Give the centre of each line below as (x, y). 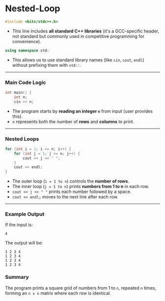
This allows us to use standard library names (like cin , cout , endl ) (78, 60)
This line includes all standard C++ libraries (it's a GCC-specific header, (86, 31)
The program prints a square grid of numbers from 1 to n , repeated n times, (81, 288)
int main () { (18, 92)
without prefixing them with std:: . (47, 65)
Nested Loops (22, 139)
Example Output (25, 214)
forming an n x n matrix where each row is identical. (58, 293)
